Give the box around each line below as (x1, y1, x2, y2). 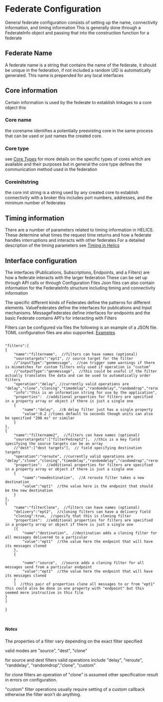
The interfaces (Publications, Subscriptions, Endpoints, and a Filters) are (5, 270, 150, 275)
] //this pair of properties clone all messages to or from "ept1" (14, 582, 155, 587)
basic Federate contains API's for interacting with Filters (5, 315, 117, 321)
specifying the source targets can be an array (5, 441, 103, 446)
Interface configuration (5, 256, 77, 265)
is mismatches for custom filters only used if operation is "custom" (5, 365, 151, 370)
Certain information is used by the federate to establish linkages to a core (5, 99, 152, 105)
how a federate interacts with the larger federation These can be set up (5, 275, 148, 281)
